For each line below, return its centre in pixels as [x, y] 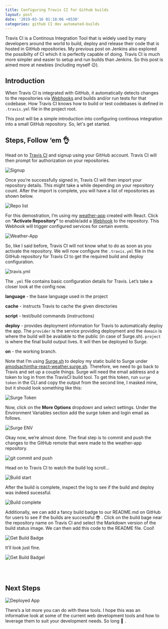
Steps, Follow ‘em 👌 [37, 141]
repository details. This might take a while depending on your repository [79, 185]
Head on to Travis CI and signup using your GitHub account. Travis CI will [81, 155]
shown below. [20, 196]
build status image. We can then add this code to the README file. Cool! [80, 528]
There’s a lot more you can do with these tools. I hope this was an [73, 610]
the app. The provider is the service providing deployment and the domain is [83, 331]
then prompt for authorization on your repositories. [58, 160]
